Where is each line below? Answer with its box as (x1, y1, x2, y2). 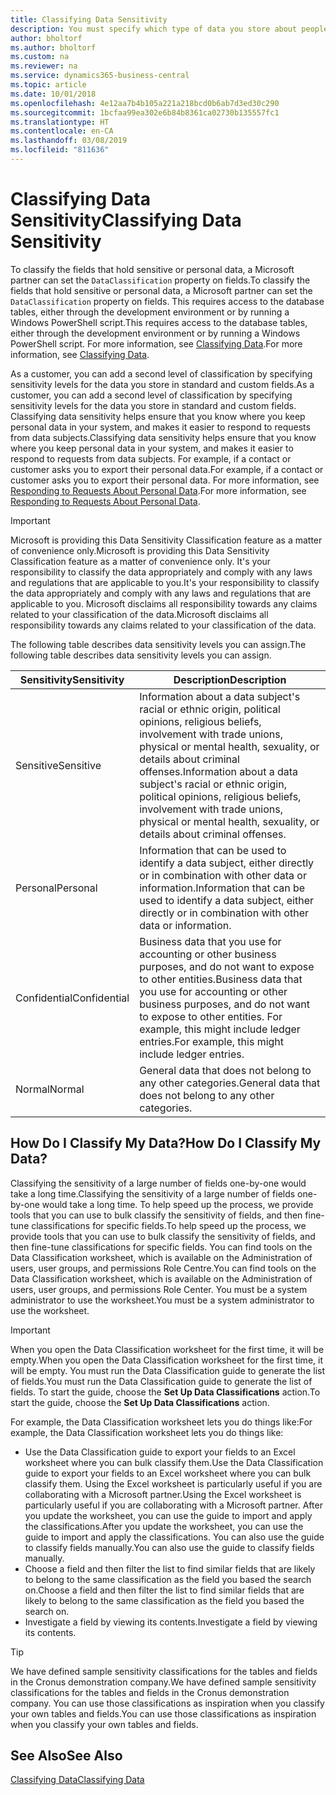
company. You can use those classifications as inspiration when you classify (10, 1697, 325, 1709)
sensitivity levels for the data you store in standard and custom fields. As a (10, 378, 315, 390)
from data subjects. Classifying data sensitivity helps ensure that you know (10, 431, 317, 443)
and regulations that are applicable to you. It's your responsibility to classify (10, 576, 320, 588)
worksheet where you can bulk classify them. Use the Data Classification (24, 1456, 324, 1468)
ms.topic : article (10, 80, 87, 90)
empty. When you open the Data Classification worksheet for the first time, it (10, 1354, 323, 1366)
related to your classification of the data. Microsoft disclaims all (10, 608, 269, 620)
